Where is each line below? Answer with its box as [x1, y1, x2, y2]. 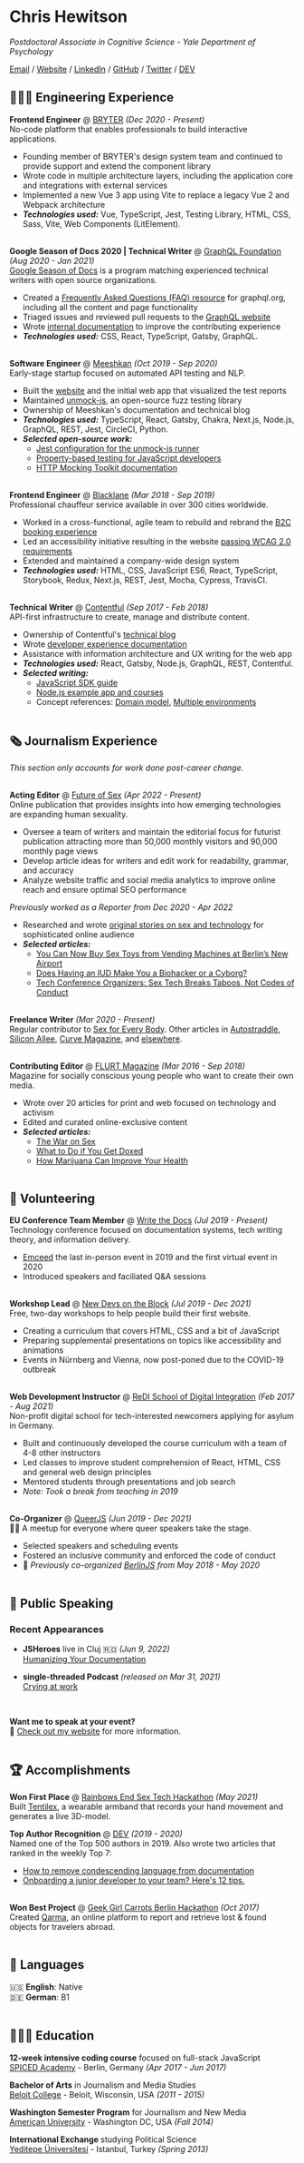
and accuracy [22, 865, 74, 876]
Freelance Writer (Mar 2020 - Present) [9, 1013, 156, 1024]
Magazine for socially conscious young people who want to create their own [9, 1070, 294, 1081]
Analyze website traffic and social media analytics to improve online [22, 874, 276, 886]
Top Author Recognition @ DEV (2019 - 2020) [9, 1828, 183, 1839]
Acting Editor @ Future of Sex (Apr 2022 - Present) [9, 789, 202, 800]
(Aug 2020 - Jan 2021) [9, 255, 95, 266]
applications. [9, 133, 57, 144]
